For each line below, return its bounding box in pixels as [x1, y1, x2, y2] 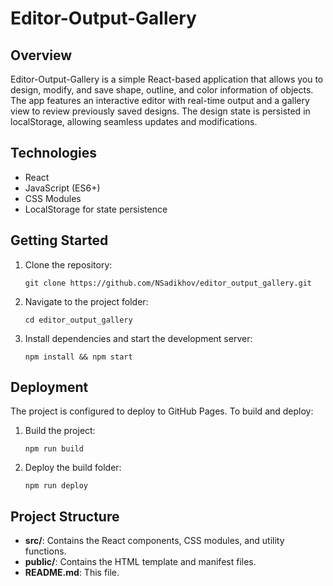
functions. [24, 545, 67, 557]
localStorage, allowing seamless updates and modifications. [10, 116, 258, 127]
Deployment [10, 379, 89, 396]
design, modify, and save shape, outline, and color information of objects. [10, 84, 314, 96]
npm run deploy [24, 481, 89, 491]
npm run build [24, 444, 84, 454]
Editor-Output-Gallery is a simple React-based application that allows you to [10, 73, 324, 85]
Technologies [10, 145, 98, 162]
